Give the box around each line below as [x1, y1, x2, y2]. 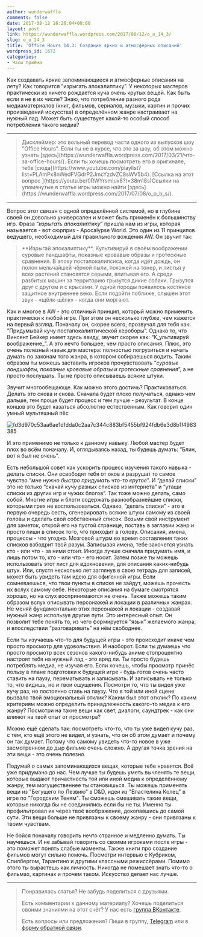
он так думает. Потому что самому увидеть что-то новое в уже [7, 738, 171, 745]
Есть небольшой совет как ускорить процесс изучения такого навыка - [7, 464, 192, 471]
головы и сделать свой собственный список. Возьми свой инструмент [7, 515, 190, 522]
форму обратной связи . [21, 924, 83, 931]
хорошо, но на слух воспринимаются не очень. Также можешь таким [7, 592, 187, 599]
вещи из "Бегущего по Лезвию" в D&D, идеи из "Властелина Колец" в [7, 788, 186, 795]
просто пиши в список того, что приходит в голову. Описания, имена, [7, 528, 187, 535]
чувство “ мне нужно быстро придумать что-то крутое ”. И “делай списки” [7, 476, 197, 484]
